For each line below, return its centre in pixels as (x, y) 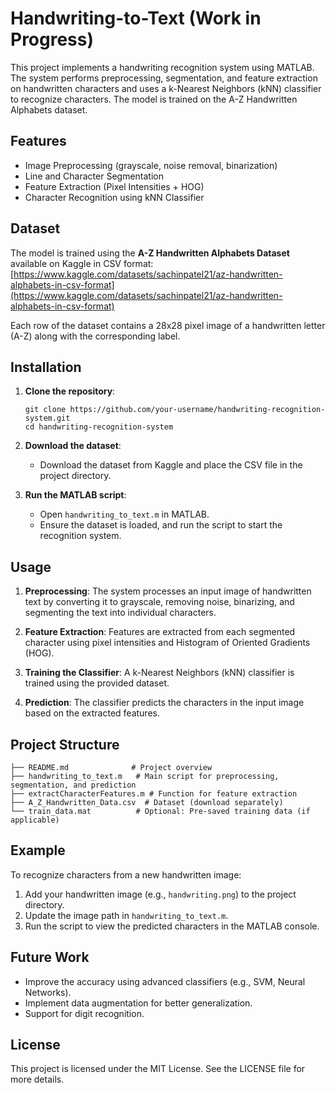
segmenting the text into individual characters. (120, 613)
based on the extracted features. (92, 713)
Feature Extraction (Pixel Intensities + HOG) (114, 186)
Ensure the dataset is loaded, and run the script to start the (161, 525)
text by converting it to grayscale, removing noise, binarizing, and (159, 602)
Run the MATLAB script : (75, 495)
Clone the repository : (70, 391)
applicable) (35, 820)
